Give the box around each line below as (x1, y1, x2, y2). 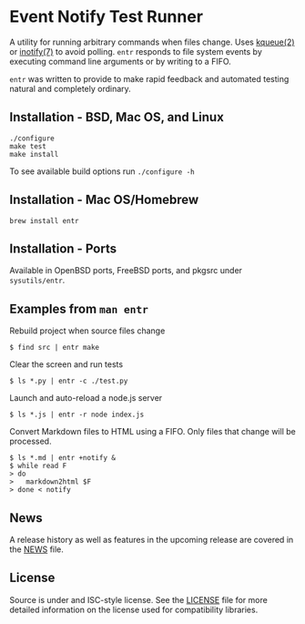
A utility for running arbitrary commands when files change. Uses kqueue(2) (9, 36, 295, 47)
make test (9, 141, 47, 151)
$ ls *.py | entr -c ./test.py (9, 376, 128, 386)
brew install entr (9, 216, 79, 225)
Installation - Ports (9, 240, 117, 256)
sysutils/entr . (9, 275, 66, 286)
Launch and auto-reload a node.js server (9, 393, 163, 404)
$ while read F (9, 462, 67, 471)
